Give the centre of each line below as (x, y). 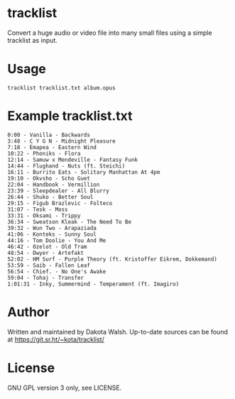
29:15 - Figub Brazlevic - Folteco (60, 203)
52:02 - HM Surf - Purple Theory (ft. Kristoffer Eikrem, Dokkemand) (113, 259)
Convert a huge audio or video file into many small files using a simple (110, 33)
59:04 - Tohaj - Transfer (45, 278)
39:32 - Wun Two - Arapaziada (52, 228)
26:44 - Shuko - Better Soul (50, 197)
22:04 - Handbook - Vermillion (54, 185)
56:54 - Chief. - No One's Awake (57, 271)
